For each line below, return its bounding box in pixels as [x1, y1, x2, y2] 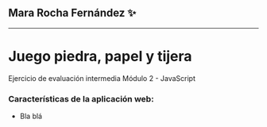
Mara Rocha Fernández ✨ [8, 6, 137, 20]
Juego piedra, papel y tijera [8, 48, 192, 65]
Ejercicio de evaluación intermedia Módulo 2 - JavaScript [8, 73, 196, 83]
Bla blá [19, 111, 42, 121]
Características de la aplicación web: [8, 93, 154, 104]
